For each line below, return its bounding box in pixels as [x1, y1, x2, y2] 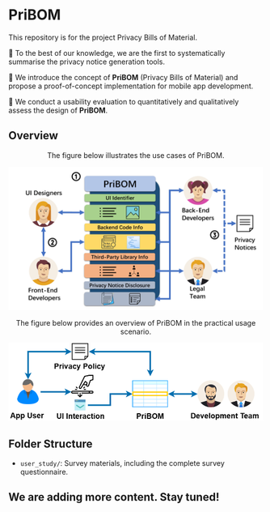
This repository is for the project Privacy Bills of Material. [8, 32, 198, 42]
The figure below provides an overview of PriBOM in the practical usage [15, 318, 256, 328]
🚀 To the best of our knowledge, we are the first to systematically [8, 48, 226, 58]
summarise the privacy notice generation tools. [8, 57, 166, 66]
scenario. [120, 326, 152, 337]
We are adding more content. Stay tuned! [8, 490, 220, 504]
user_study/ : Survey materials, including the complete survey [19, 458, 225, 467]
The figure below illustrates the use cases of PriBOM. [47, 150, 225, 160]
